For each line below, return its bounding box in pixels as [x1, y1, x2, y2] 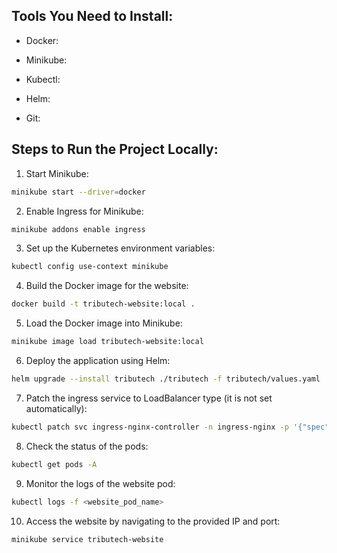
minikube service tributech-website [11, 534, 164, 544]
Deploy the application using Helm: [25, 355, 171, 366]
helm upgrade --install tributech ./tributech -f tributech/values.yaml [11, 374, 321, 384]
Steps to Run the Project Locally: [11, 141, 219, 158]
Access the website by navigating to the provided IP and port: [25, 515, 281, 527]
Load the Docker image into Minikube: [25, 317, 183, 329]
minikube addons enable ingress [11, 224, 146, 234]
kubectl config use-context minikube [11, 262, 169, 272]
